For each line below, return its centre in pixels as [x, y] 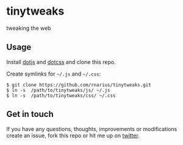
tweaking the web [29, 28]
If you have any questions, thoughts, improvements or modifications [92, 129]
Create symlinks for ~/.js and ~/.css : [54, 74]
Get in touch [30, 114]
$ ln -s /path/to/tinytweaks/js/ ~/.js [59, 90]
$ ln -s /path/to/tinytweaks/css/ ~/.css [61, 96]
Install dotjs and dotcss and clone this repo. [61, 62]
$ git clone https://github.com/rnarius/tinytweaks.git [79, 85]
